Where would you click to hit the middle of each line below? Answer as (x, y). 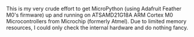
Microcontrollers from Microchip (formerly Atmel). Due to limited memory (96, 21)
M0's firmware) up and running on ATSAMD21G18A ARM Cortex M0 (90, 15)
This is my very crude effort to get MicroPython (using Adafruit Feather (94, 9)
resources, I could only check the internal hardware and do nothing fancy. (97, 27)
